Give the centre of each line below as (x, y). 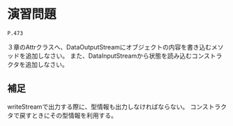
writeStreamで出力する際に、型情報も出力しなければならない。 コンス (108, 107)
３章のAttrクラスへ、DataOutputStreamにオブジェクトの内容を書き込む (110, 47)
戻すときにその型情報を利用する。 (68, 115)
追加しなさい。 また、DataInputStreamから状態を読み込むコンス (118, 56)
